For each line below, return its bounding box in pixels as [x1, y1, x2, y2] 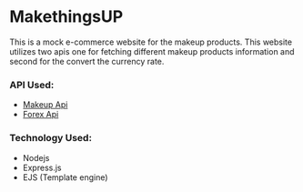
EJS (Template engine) [22, 171, 108, 183]
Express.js [22, 162, 62, 173]
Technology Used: [9, 132, 93, 145]
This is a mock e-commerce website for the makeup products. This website [9, 36, 293, 47]
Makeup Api [22, 99, 68, 110]
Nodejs [22, 152, 50, 163]
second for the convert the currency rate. [9, 56, 165, 66]
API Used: [9, 78, 55, 91]
